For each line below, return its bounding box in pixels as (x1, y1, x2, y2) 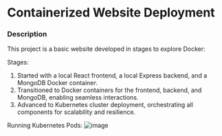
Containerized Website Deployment (7, 5, 215, 21)
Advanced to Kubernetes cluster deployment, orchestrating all (16, 101, 194, 109)
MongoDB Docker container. (16, 79, 98, 87)
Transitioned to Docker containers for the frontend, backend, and (16, 86, 202, 94)
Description (7, 30, 47, 39)
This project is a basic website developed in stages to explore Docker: (7, 45, 206, 53)
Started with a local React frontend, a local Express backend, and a (16, 71, 208, 80)
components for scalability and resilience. (16, 108, 136, 116)
